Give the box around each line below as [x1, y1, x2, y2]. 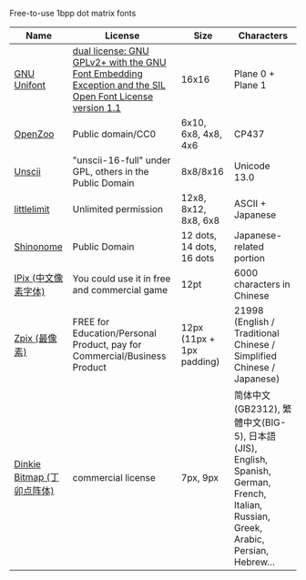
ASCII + [233, 198, 267, 209]
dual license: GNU [72, 45, 150, 57]
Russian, [233, 510, 270, 523]
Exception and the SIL [72, 79, 167, 91]
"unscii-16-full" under [72, 154, 171, 167]
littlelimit [14, 203, 50, 215]
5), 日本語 [233, 430, 276, 443]
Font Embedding [72, 67, 143, 80]
